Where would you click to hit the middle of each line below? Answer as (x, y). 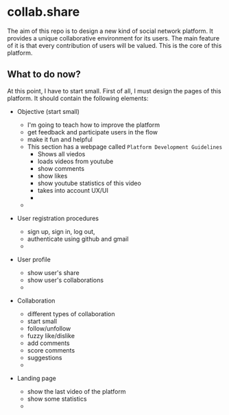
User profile (34, 259)
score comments (51, 350)
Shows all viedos (61, 154)
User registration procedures (58, 218)
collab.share (44, 12)
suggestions (45, 357)
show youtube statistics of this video (89, 183)
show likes (52, 176)
